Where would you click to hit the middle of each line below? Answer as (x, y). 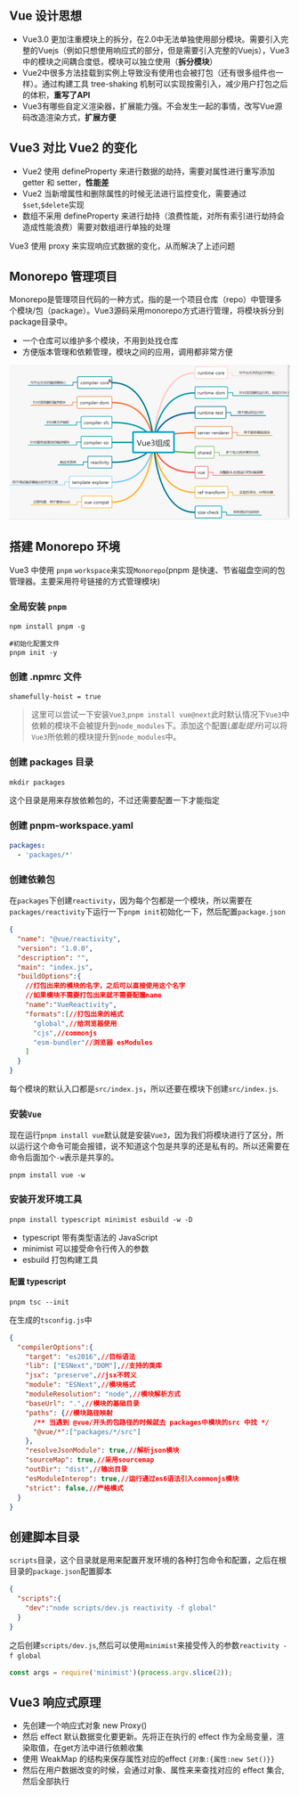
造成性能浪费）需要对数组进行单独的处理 (96, 226)
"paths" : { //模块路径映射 (69, 1413)
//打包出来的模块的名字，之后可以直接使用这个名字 (105, 986)
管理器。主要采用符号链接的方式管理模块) (85, 581)
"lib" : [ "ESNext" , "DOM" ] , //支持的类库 (94, 1366)
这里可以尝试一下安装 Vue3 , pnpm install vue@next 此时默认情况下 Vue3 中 (160, 715)
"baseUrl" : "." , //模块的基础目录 (82, 1403)
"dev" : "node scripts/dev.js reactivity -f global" (121, 1608)
